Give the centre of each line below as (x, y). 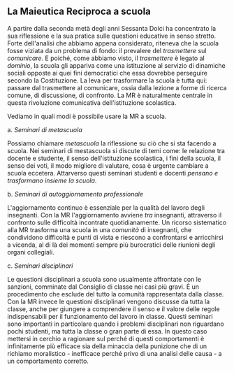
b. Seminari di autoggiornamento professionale (75, 194)
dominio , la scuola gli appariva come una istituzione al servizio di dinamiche (116, 65)
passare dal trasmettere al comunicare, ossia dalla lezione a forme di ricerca (117, 87)
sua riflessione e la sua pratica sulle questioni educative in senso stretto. (112, 36)
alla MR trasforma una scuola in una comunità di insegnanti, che (100, 229)
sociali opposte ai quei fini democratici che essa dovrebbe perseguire (108, 73)
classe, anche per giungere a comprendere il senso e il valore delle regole (114, 309)
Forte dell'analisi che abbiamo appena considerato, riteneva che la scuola (113, 43)
